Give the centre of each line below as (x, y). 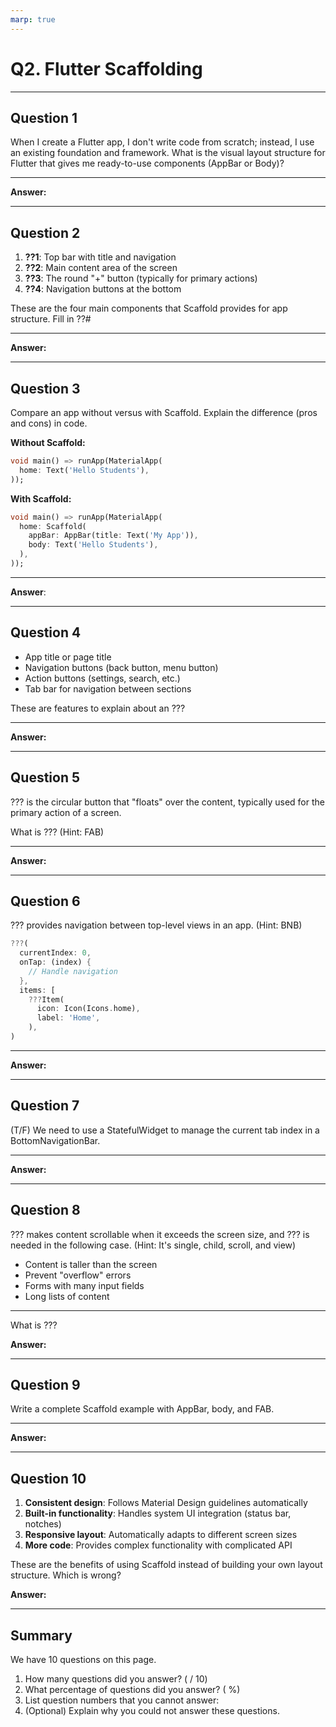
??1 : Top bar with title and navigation (100, 257)
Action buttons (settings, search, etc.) (102, 678)
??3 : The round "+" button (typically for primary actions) (141, 278)
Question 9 (45, 1384)
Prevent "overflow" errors (78, 1275)
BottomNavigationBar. (55, 1140)
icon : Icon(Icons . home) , (88, 1009)
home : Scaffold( (53, 526)
